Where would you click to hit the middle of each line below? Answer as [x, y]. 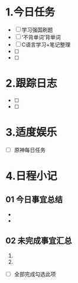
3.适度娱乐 [31, 133]
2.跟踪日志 [31, 83]
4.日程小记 [31, 176]
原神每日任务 [30, 150]
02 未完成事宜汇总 [39, 241]
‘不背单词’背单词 [41, 37]
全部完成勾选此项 [35, 274]
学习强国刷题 [37, 30]
